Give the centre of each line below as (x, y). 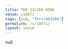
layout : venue (20, 28)
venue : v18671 (20, 14)
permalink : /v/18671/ (28, 24)
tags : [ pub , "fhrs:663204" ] (34, 19)
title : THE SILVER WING (30, 10)
